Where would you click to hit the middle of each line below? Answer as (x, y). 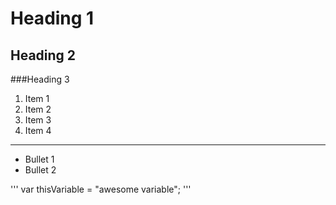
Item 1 (37, 98)
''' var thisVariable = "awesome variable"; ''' (101, 189)
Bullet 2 (40, 170)
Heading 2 (43, 55)
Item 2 (38, 109)
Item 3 (38, 120)
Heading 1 (52, 18)
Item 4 (38, 130)
